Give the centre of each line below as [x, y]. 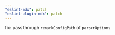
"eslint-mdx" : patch [26, 9]
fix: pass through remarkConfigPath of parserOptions [58, 27]
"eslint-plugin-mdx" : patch [34, 14]
